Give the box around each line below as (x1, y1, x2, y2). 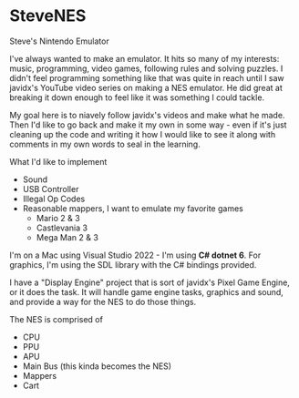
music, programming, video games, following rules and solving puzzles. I (9, 63, 284, 74)
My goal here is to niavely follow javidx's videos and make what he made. (9, 109, 285, 120)
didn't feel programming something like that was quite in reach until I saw (9, 72, 284, 83)
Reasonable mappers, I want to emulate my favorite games (22, 202, 243, 214)
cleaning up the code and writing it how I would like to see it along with (9, 128, 276, 139)
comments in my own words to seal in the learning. (9, 138, 201, 149)
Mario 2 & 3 (36, 212, 80, 223)
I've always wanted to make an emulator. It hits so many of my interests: (9, 53, 280, 64)
